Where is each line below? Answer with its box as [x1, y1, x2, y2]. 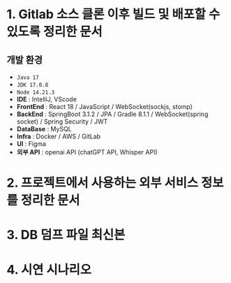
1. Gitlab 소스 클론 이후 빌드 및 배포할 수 [6, 6, 221, 22]
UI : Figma [16, 140, 47, 147]
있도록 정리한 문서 [6, 24, 103, 40]
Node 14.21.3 [16, 89, 55, 96]
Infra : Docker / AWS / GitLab [16, 132, 101, 140]
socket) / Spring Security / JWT [16, 117, 108, 126]
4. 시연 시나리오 [6, 261, 92, 277]
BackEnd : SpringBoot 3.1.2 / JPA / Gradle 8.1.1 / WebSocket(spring [16, 110, 209, 118]
